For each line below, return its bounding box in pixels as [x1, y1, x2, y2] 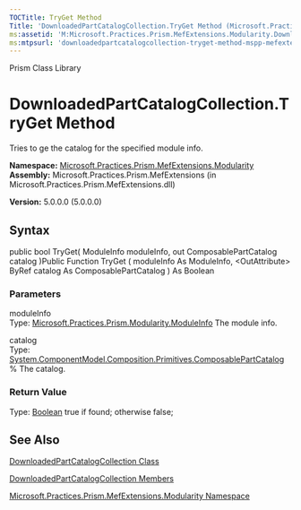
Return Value [9, 386, 67, 399]
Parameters [9, 288, 61, 300]
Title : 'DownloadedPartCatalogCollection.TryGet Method [9, 22, 222, 30]
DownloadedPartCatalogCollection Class [9, 456, 159, 467]
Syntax [9, 222, 50, 238]
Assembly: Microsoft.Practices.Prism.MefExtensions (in [9, 169, 217, 180]
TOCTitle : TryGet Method [9, 13, 102, 22]
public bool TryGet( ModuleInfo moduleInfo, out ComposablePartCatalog [9, 246, 278, 256]
